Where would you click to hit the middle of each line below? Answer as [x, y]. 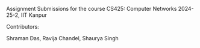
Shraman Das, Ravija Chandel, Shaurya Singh [62, 38]
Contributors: [23, 27]
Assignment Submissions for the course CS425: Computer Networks [92, 9]
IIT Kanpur [34, 15]
